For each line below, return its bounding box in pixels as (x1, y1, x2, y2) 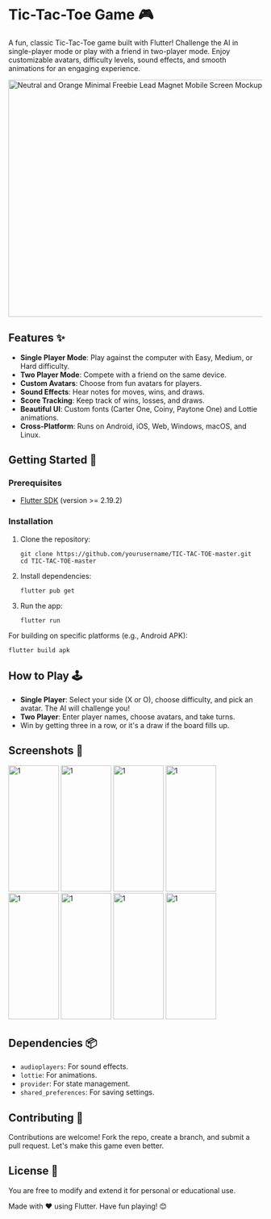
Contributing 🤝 (8, 1111, 84, 1125)
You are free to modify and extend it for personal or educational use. (8, 1185, 236, 1195)
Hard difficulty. (19, 361, 70, 371)
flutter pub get (19, 586, 75, 595)
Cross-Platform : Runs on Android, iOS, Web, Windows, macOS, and (19, 421, 248, 431)
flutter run (19, 616, 60, 625)
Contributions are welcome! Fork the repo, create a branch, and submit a (8, 1132, 250, 1142)
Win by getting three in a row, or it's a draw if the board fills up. (19, 720, 230, 730)
